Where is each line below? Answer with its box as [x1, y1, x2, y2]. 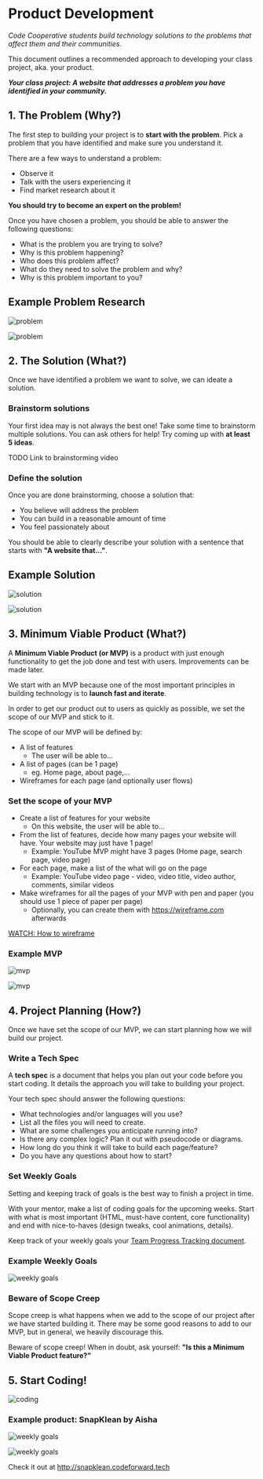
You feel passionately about [19, 522, 110, 531]
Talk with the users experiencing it [19, 177, 131, 186]
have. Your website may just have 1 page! [19, 838, 153, 847]
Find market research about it [19, 185, 115, 195]
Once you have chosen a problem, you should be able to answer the [8, 215, 229, 225]
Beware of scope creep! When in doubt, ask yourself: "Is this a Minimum [8, 1342, 245, 1352]
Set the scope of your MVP [8, 795, 112, 806]
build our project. [8, 1034, 64, 1042]
